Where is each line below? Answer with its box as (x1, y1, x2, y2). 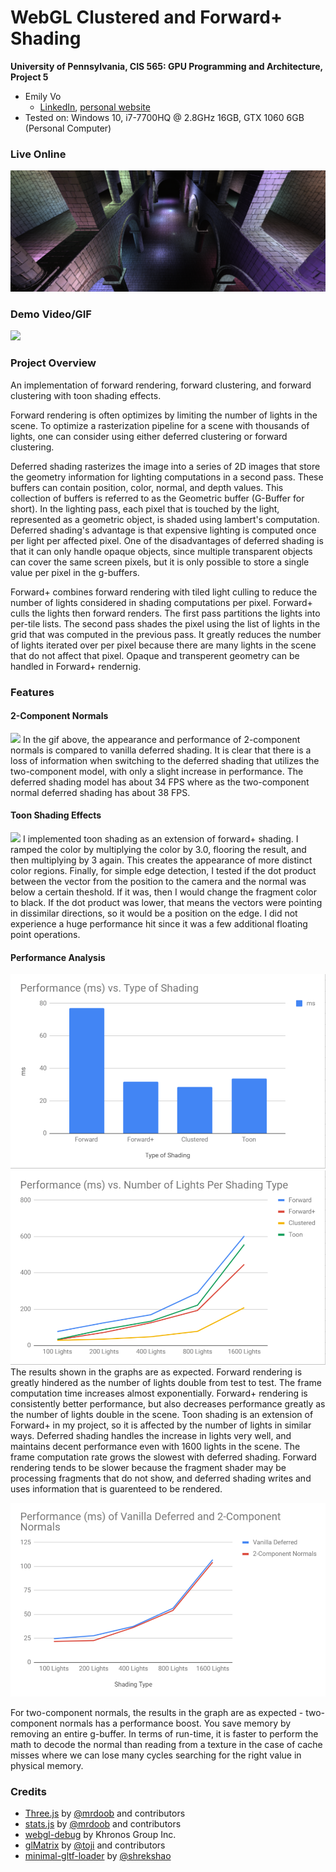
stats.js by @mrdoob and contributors (24, 1818, 182, 1830)
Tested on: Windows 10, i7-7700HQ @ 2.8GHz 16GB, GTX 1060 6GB (24, 111, 305, 123)
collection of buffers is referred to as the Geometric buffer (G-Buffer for (10, 492, 305, 504)
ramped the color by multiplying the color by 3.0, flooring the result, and (10, 844, 307, 856)
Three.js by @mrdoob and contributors (24, 1807, 186, 1820)
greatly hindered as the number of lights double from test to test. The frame (10, 1377, 322, 1389)
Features (10, 685, 55, 699)
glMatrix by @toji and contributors (24, 1839, 166, 1851)
